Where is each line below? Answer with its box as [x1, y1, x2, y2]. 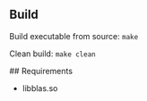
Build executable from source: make [9, 30, 139, 41]
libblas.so [22, 82, 58, 93]
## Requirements [9, 65, 73, 76]
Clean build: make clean [9, 48, 96, 59]
